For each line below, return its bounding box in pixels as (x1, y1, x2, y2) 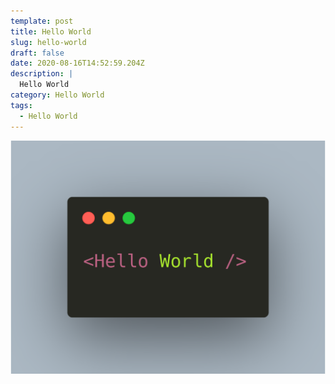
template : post (10, 16, 74, 26)
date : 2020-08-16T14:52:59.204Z (10, 58, 145, 69)
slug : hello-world (10, 37, 87, 47)
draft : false (10, 48, 65, 58)
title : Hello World (10, 26, 92, 37)
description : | (10, 69, 74, 79)
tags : (10, 100, 33, 110)
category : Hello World (10, 90, 105, 100)
